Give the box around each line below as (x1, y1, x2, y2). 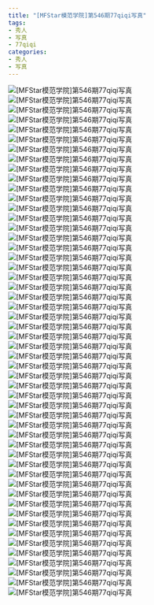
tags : (8, 19, 26, 27)
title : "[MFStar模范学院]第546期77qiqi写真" (8, 11, 147, 20)
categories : (8, 48, 47, 56)
